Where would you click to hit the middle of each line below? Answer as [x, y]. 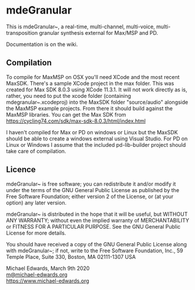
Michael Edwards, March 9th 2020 [48, 268]
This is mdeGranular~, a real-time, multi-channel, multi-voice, [81, 27]
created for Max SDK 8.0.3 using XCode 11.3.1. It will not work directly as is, [97, 90]
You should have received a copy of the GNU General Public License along [96, 244]
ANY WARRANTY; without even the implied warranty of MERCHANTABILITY [98, 220]
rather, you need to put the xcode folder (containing [68, 95]
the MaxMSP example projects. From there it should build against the [90, 108]
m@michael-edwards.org [37, 274]
